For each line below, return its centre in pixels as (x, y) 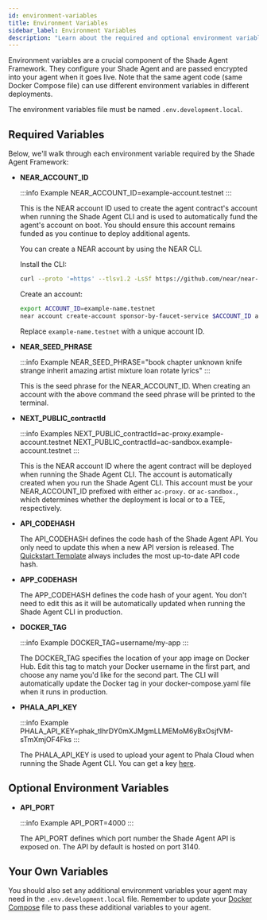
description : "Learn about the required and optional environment (120, 38)
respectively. (41, 508)
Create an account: (51, 294)
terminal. (34, 403)
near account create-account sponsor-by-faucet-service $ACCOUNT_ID (135, 316)
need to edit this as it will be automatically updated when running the (132, 603)
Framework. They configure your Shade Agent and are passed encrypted (128, 69)
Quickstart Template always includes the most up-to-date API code (130, 555)
